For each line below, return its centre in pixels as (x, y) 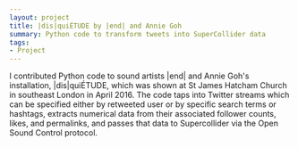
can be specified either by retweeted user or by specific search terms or (143, 104)
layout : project (39, 17)
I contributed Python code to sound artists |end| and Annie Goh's (129, 76)
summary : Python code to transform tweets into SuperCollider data (138, 34)
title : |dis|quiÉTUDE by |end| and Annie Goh (95, 26)
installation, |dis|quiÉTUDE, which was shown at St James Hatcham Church (149, 86)
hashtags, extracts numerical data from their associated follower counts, (143, 114)
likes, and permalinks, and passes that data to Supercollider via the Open (144, 123)
